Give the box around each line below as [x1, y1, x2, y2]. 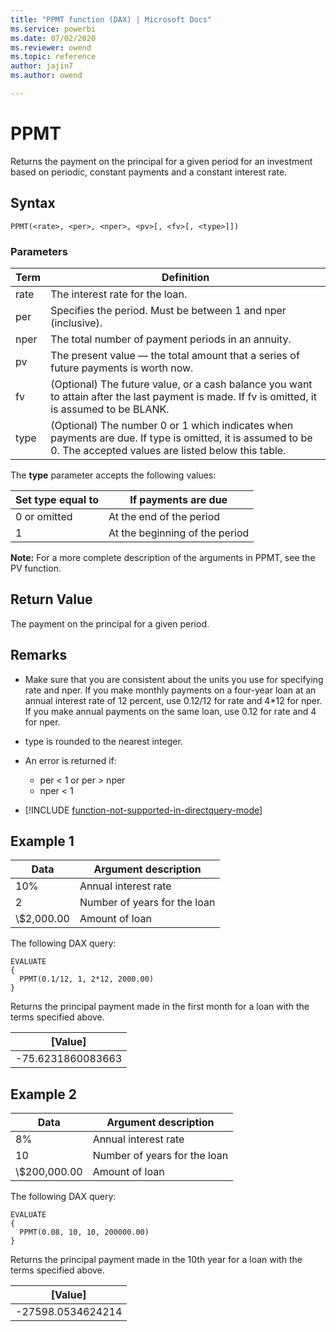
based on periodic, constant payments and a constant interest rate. [10, 166, 288, 178]
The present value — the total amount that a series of [50, 348, 300, 362]
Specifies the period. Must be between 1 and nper [50, 303, 287, 317]
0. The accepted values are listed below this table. [50, 443, 287, 457]
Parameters [10, 244, 68, 258]
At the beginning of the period [108, 526, 250, 540]
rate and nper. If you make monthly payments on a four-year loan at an [24, 684, 317, 696]
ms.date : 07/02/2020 [10, 33, 97, 43]
